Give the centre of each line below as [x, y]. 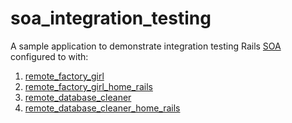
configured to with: [49, 56]
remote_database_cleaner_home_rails [102, 108]
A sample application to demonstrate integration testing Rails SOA [146, 46]
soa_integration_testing [111, 18]
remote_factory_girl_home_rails [88, 86]
